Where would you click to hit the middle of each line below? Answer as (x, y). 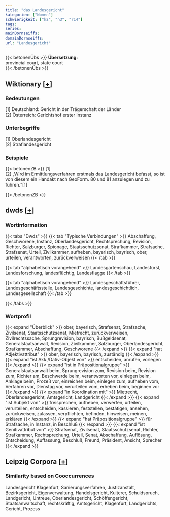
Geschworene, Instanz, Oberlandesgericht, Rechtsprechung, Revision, (79, 241)
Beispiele (17, 158)
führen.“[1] (16, 185)
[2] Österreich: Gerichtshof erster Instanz (48, 115)
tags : (11, 24)
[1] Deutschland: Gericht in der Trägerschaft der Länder (63, 109)
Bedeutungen (22, 98)
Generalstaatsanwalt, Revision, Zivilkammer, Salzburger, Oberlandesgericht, (84, 344)
